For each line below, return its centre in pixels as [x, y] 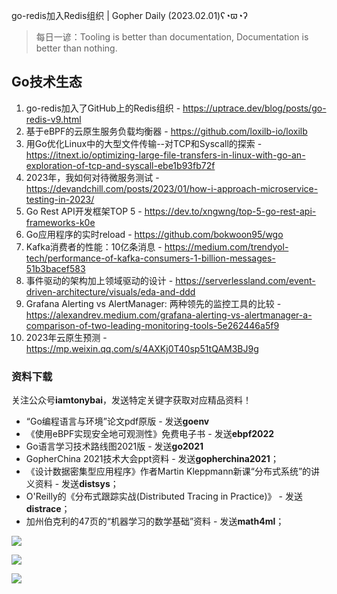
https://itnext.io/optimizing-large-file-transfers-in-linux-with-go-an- [165, 155]
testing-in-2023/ [60, 199]
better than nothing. [76, 48]
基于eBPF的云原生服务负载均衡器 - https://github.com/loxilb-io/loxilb [166, 131]
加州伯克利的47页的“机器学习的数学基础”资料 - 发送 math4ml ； [155, 521]
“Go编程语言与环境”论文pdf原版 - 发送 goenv [117, 421]
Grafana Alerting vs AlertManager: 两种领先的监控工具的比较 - [153, 303]
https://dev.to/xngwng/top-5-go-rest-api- [230, 211]
